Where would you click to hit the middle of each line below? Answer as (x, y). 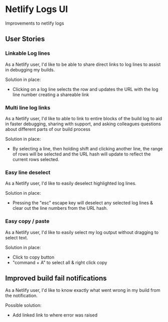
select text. (17, 237)
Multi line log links (28, 108)
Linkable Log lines (28, 53)
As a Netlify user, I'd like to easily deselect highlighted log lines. (71, 183)
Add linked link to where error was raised (55, 315)
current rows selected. (36, 159)
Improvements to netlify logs (35, 23)
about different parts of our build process (48, 129)
